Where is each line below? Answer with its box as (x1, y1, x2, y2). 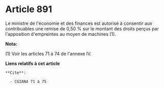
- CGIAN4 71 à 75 (10, 79, 47, 84)
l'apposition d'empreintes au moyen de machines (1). (5, 31, 116, 37)
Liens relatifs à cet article (5, 60, 60, 66)
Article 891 (5, 4, 52, 15)
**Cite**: (5, 70, 26, 75)
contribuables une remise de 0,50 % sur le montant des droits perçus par (5, 25, 159, 31)
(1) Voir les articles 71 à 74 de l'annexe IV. (5, 51, 92, 57)
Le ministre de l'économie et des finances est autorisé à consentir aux (5, 20, 153, 26)
